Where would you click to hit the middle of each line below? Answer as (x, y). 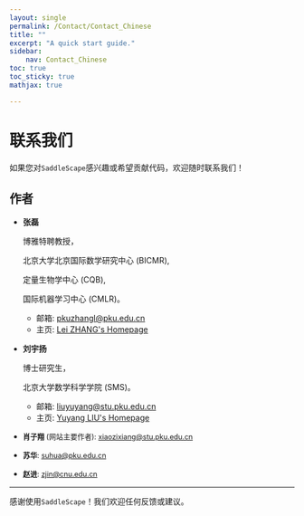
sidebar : (26, 52)
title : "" (28, 34)
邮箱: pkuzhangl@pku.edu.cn (90, 319)
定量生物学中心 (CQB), (64, 280)
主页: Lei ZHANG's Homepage (92, 330)
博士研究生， (46, 368)
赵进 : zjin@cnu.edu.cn (60, 475)
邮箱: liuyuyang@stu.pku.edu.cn (96, 406)
